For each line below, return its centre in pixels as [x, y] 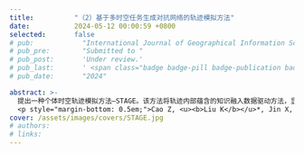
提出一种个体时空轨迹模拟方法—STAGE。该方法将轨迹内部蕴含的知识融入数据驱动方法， [154, 101]
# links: [26, 135]
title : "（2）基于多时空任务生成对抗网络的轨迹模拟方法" [122, 18]
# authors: [30, 126]
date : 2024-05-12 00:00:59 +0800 [93, 26]
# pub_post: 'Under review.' [76, 59]
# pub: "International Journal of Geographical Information [147, 43]
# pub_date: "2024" [58, 76]
